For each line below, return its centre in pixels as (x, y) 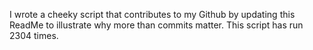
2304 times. (34, 35)
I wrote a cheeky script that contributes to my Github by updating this (152, 14)
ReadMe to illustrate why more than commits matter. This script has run (156, 25)
